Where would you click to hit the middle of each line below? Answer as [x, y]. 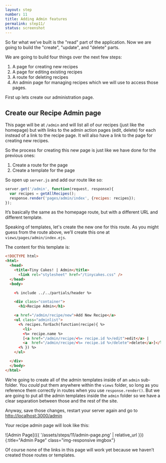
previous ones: [20, 155]
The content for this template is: [38, 247]
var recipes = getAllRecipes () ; [43, 194]
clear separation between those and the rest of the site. [62, 401]
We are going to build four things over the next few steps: [64, 57]
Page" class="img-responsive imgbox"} [75, 440]
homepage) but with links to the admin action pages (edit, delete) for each [81, 130]
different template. [24, 217]
